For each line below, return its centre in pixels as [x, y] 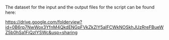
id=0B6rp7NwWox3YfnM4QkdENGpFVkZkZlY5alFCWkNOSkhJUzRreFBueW [84, 27]
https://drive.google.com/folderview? [44, 22]
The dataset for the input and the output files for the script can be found [80, 7]
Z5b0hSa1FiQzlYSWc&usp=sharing [41, 32]
